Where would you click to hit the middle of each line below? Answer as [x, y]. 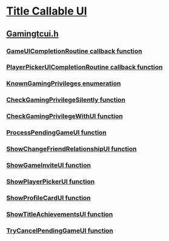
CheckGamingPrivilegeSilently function [66, 100]
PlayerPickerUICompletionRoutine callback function [85, 67]
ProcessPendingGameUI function [57, 133]
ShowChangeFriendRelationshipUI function [71, 149]
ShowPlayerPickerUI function [51, 181]
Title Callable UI [47, 11]
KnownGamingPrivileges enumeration [64, 83]
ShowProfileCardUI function [48, 198]
